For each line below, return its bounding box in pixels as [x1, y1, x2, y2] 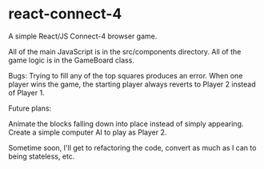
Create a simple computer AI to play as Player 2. [8, 127, 167, 137]
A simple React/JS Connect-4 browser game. [8, 31, 158, 41]
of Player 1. [8, 87, 46, 97]
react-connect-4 [8, 5, 122, 23]
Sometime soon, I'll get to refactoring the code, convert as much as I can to [8, 143, 257, 152]
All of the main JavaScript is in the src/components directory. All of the [8, 46, 242, 56]
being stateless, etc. [8, 151, 75, 161]
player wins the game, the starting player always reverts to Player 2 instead [8, 79, 256, 89]
